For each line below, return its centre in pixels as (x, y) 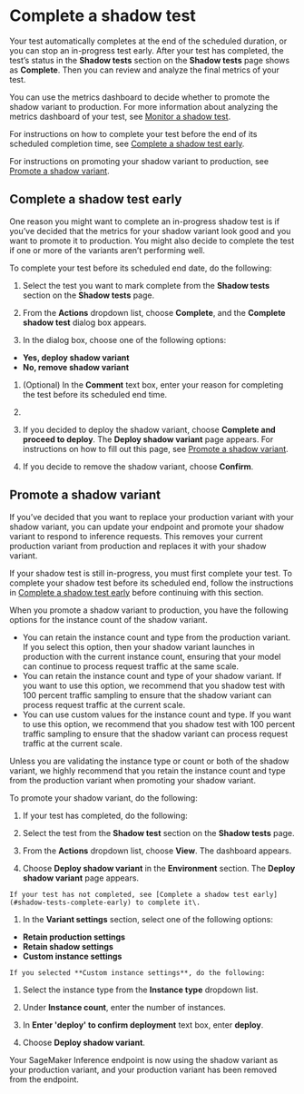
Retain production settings (74, 937)
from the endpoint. (44, 1079)
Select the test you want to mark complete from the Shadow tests (146, 285)
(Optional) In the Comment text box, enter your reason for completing (153, 384)
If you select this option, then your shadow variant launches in (139, 646)
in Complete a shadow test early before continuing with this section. (137, 592)
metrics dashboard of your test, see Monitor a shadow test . (120, 116)
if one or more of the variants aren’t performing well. (108, 250)
